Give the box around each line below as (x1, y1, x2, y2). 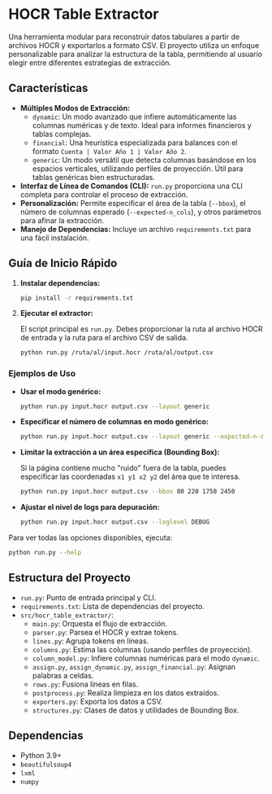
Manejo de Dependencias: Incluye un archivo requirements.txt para (19, 224, 252, 234)
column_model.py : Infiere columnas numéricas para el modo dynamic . (32, 653, 260, 663)
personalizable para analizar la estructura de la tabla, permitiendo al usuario (8, 49, 262, 59)
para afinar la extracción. (19, 215, 104, 225)
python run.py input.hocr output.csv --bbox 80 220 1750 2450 (19, 488, 235, 496)
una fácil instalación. (19, 233, 89, 243)
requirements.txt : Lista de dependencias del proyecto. (19, 601, 205, 611)
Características (8, 81, 89, 95)
